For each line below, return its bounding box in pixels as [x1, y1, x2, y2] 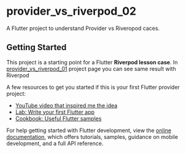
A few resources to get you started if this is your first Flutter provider [6, 83, 180, 91]
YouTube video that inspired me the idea [15, 102, 118, 109]
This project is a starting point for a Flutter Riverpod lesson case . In [6, 58, 178, 65]
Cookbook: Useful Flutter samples [15, 114, 102, 122]
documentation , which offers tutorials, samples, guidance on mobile [6, 133, 178, 140]
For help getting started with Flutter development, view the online [6, 127, 172, 134]
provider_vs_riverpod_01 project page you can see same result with [6, 65, 176, 72]
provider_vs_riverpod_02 [6, 4, 137, 18]
